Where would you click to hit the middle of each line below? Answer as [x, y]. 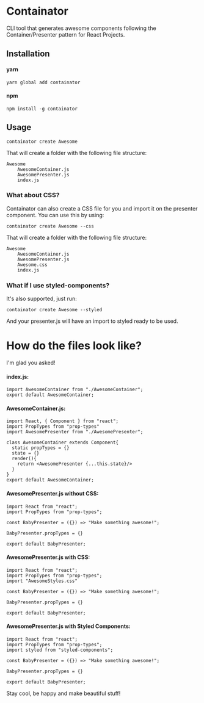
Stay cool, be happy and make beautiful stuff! [64, 693]
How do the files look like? [74, 346]
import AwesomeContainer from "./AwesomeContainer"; [75, 390]
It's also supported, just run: [42, 299]
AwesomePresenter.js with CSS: [48, 557]
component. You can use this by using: [55, 215]
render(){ [24, 459]
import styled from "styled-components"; [60, 650]
